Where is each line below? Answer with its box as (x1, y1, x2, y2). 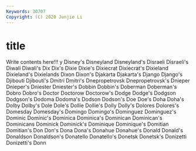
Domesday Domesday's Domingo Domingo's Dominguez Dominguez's (6, 108, 177, 115)
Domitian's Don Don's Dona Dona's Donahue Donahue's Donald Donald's (6, 127, 184, 134)
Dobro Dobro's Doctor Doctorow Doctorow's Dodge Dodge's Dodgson (6, 90, 176, 97)
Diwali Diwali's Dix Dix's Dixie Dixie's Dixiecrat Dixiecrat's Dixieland (6, 65, 169, 72)
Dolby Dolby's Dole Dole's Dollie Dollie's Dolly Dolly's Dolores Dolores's (6, 102, 180, 109)
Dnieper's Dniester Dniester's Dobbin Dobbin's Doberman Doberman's (6, 83, 177, 91)
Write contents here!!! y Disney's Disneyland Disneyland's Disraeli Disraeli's (6, 59, 189, 66)
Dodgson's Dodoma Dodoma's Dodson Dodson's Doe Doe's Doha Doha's (6, 96, 184, 103)
